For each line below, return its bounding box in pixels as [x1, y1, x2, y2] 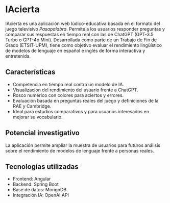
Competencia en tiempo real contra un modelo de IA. [12, 81, 124, 87]
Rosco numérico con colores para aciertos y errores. [12, 92, 124, 98]
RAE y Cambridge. [12, 103, 52, 109]
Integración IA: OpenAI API [12, 192, 69, 198]
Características [5, 68, 56, 77]
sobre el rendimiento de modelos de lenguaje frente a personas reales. [5, 147, 154, 154]
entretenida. [5, 53, 31, 59]
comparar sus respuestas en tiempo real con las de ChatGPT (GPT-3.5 [5, 31, 154, 37]
